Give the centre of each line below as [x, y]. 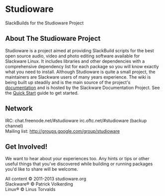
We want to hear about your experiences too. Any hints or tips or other [77, 159]
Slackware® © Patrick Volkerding [39, 184]
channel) [14, 126]
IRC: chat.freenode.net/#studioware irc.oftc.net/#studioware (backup [76, 120]
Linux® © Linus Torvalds [30, 190]
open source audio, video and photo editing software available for [73, 56]
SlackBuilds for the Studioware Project [44, 23]
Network [19, 109]
